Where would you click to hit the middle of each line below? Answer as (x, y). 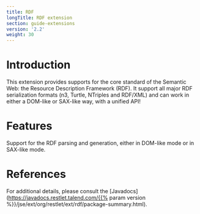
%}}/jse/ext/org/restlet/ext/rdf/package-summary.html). (77, 204)
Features (29, 126)
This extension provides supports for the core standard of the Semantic (96, 82)
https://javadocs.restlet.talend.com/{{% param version (77, 197)
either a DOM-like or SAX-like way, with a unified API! (74, 101)
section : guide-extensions (41, 23)
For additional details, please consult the (57, 191)
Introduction (39, 65)
